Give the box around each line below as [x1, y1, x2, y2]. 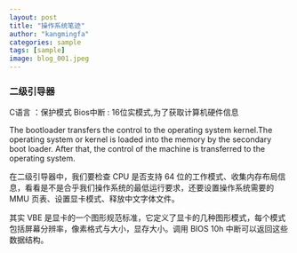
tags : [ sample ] [9, 46, 66, 55]
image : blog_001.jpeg [9, 54, 90, 63]
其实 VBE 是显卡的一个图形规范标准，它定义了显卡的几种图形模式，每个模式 [9, 212, 286, 223]
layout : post [9, 12, 58, 22]
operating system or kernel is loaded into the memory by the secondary [9, 134, 272, 145]
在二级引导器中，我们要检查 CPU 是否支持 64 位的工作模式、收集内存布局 [9, 171, 278, 182]
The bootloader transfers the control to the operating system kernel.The [9, 125, 273, 136]
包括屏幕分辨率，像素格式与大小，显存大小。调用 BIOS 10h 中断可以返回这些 [9, 224, 289, 234]
